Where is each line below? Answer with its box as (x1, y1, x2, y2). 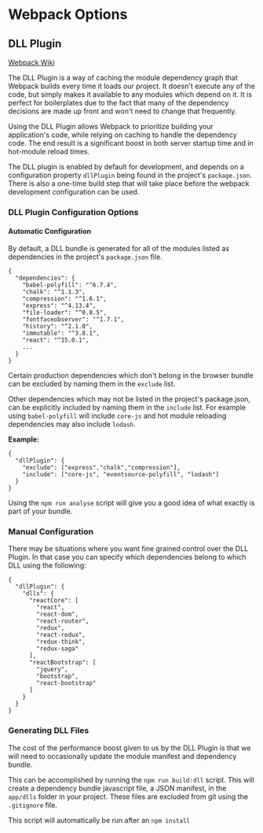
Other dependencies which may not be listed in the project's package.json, (8, 394, 251, 404)
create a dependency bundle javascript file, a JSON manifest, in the (8, 783, 227, 793)
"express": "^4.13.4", (22, 302, 97, 310)
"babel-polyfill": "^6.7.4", (22, 281, 118, 289)
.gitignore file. (8, 800, 57, 809)
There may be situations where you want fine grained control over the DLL (8, 544, 249, 553)
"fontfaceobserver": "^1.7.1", (22, 316, 125, 324)
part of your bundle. (8, 506, 73, 516)
